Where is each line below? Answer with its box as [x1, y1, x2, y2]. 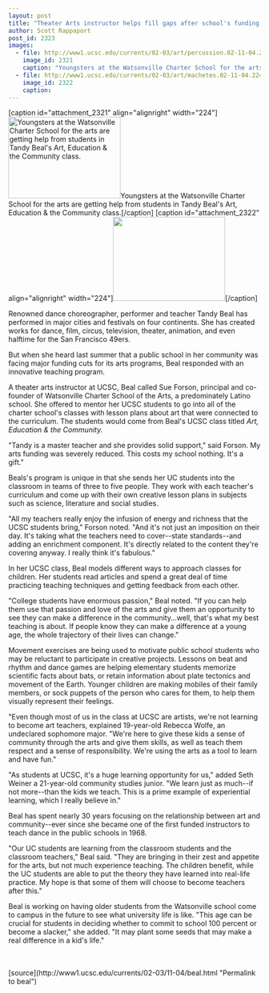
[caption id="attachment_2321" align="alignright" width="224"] [8, 108, 218, 118]
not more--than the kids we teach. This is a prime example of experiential [8, 787, 251, 797]
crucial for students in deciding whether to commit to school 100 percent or [8, 919, 257, 928]
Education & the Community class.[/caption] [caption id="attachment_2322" [8, 208, 260, 218]
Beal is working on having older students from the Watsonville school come [8, 902, 257, 911]
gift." [8, 458, 24, 467]
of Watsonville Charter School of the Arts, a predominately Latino [35, 391, 251, 401]
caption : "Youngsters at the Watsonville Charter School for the [22, 64, 246, 72]
